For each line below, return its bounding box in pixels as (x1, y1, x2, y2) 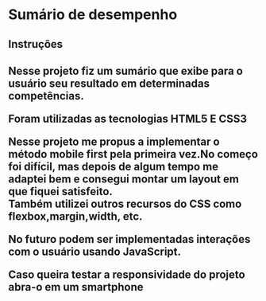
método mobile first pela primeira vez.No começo (8, 147, 258, 161)
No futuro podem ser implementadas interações (8, 233, 251, 246)
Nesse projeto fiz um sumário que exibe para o (8, 64, 244, 77)
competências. (8, 89, 85, 103)
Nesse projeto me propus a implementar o (8, 135, 220, 148)
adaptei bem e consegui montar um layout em (8, 172, 240, 186)
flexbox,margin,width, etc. (8, 209, 143, 223)
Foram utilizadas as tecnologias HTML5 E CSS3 (8, 111, 248, 125)
